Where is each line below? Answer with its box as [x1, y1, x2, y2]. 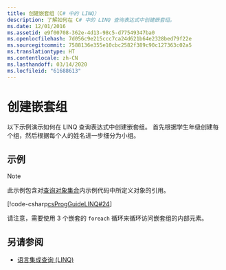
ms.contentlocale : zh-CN [7, 55, 78, 62]
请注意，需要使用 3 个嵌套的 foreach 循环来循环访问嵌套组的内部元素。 [7, 214, 208, 223]
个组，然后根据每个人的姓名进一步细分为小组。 [7, 132, 139, 140]
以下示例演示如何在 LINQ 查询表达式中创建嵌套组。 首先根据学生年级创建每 [7, 123, 219, 131]
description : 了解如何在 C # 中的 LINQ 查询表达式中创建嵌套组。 [7, 16, 175, 23]
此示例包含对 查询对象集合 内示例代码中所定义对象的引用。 [7, 186, 170, 195]
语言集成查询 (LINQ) [16, 256, 74, 264]
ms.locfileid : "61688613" [7, 67, 81, 74]
